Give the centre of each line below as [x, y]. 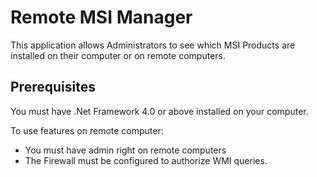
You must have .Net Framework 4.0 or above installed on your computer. [159, 111]
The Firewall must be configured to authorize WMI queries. [146, 160]
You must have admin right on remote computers [125, 150]
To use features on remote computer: [87, 130]
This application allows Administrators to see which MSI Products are [153, 45]
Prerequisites [53, 87]
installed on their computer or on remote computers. [118, 55]
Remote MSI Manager [101, 17]
